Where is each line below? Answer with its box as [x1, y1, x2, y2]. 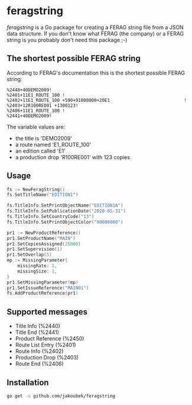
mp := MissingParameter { [6, 258, 68, 263]
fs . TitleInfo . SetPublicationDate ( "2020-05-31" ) [6, 208, 126, 214]
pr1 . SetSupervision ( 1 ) [6, 246, 63, 252]
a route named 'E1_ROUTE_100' [15, 141, 92, 148]
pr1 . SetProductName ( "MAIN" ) [6, 235, 76, 241]
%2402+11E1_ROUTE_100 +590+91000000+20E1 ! [6, 97, 187, 103]
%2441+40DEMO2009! [6, 112, 52, 119]
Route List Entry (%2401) [15, 342, 76, 349]
